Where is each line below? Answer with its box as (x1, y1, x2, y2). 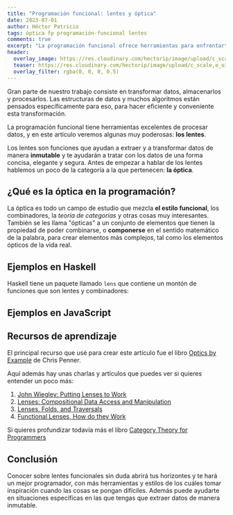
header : (7, 49, 30, 56)
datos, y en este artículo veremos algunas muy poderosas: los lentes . (7, 130, 207, 139)
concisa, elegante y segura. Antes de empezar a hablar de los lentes (7, 158, 203, 166)
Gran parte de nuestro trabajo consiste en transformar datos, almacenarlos (7, 87, 222, 96)
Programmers (7, 433, 46, 442)
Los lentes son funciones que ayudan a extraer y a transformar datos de (7, 143, 214, 152)
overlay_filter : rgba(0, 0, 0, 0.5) (13, 68, 119, 75)
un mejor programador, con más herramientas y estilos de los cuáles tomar (7, 479, 222, 487)
